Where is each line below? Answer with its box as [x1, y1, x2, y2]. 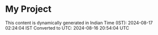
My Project [5, 3, 52, 15]
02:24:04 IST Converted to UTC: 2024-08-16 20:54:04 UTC [5, 25, 129, 31]
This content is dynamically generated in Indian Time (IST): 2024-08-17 [5, 20, 153, 26]
